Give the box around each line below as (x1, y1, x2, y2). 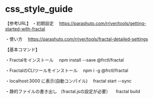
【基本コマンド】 (5, 46, 40, 52)
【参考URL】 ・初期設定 (5, 20, 54, 26)
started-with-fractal (5, 26, 45, 32)
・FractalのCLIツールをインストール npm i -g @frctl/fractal (5, 67, 128, 73)
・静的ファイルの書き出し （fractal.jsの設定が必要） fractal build (5, 88, 141, 94)
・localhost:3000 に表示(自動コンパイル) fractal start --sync (5, 78, 132, 84)
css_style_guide (5, 3, 73, 15)
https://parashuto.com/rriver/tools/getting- (59, 20, 147, 26)
